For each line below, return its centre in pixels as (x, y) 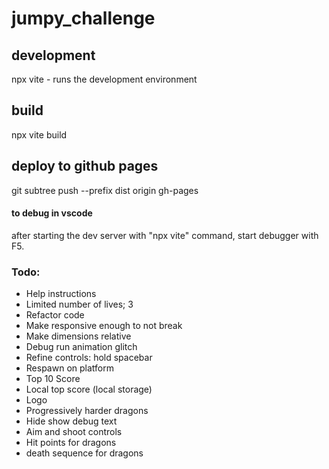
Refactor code (55, 315)
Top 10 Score (53, 379)
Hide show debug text (71, 421)
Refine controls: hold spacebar (89, 358)
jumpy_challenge (83, 18)
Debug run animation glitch (81, 347)
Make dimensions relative (78, 336)
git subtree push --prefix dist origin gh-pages (105, 190)
